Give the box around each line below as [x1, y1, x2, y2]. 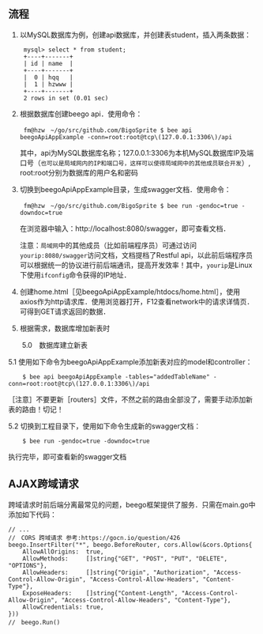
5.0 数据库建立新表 [21, 340, 88, 349]
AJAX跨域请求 [8, 477, 79, 491]
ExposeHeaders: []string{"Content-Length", [22, 589, 178, 597]
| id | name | [23, 59, 73, 67]
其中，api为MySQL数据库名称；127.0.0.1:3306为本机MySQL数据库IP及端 [19, 148, 254, 157]
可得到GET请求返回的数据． [19, 307, 111, 316]
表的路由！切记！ [8, 404, 64, 413]
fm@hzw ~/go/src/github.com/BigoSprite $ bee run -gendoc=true [23, 202, 239, 209]
